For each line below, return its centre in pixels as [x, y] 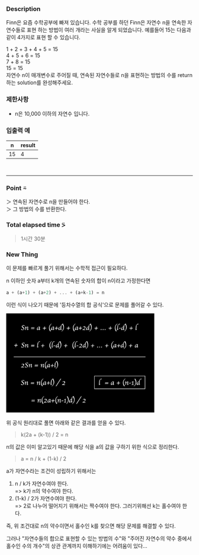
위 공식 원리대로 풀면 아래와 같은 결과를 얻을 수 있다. [66, 423]
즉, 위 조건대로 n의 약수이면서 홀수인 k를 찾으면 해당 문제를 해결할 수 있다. [91, 526]
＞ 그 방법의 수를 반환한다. [36, 209]
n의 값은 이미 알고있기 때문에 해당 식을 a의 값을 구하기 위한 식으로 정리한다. [93, 447]
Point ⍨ [16, 188]
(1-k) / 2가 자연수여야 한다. [46, 499]
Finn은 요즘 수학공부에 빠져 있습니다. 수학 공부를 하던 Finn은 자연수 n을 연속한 [96, 23]
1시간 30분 [33, 239]
